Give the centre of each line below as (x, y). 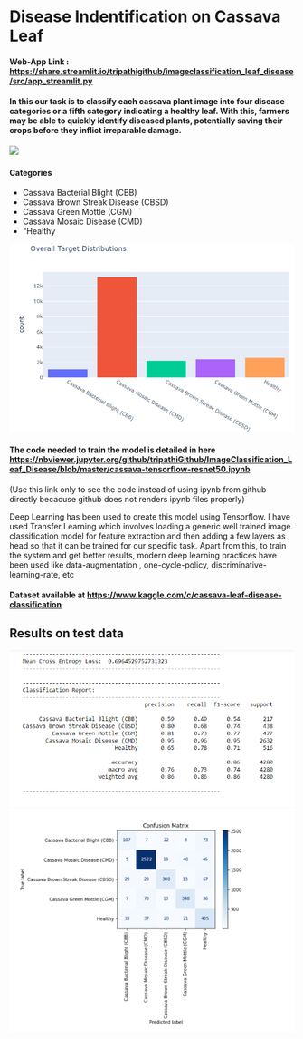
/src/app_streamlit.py (51, 81)
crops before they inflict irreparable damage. (96, 131)
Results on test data (66, 633)
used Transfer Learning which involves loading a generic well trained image (150, 526)
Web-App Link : (39, 62)
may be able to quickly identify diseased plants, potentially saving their (146, 121)
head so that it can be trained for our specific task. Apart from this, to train (148, 545)
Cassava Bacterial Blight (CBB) (80, 193)
